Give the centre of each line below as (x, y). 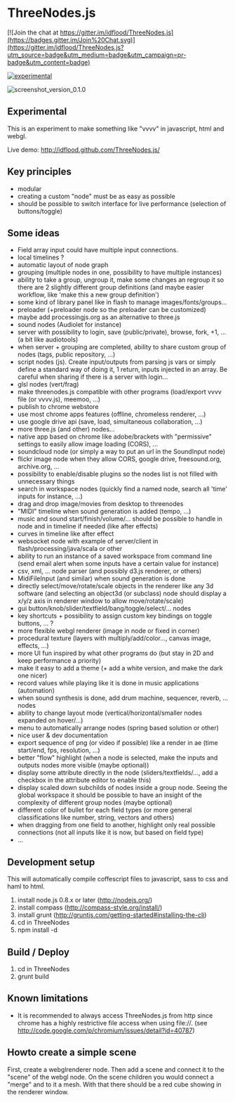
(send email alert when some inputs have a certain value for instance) (118, 564)
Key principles (39, 172)
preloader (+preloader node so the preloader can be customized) (112, 310)
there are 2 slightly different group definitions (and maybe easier (111, 287)
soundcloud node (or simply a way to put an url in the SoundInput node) (121, 452)
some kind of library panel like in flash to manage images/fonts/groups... (122, 302)
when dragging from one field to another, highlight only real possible (116, 825)
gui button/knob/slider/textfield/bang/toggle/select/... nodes (104, 609)
